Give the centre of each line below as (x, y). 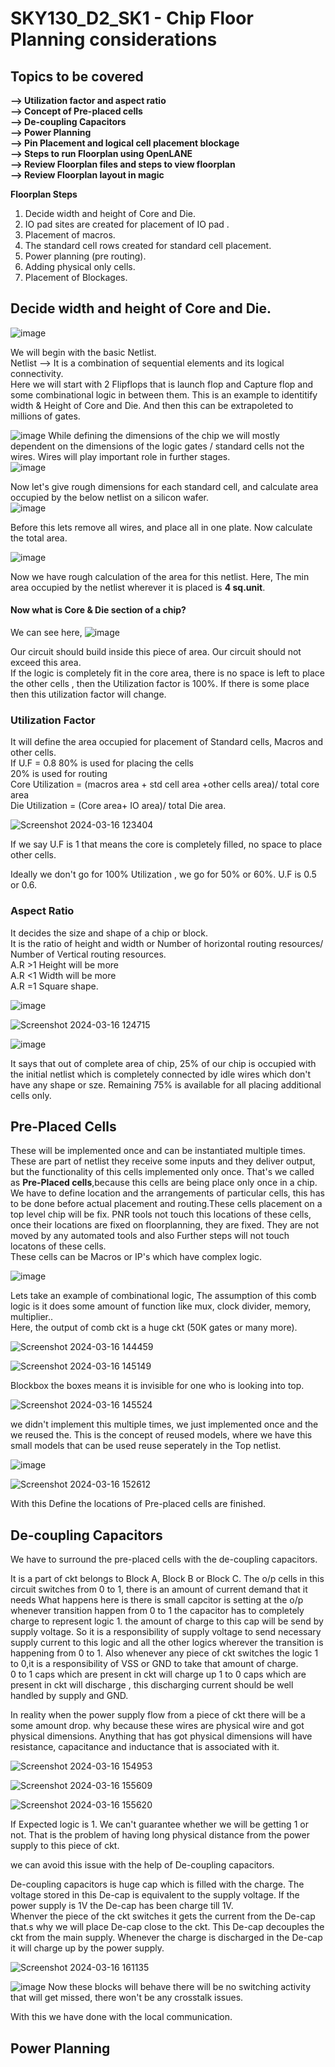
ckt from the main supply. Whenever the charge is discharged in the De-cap (166, 1938)
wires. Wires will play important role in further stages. (120, 456)
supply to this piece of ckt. (65, 1846)
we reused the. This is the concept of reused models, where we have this (161, 1435)
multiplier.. (32, 1317)
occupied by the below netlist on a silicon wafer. (109, 497)
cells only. (31, 1095)
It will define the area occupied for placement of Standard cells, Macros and (167, 742)
